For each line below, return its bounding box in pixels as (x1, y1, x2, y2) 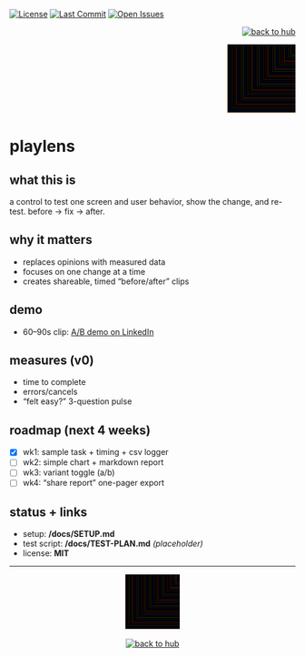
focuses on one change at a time (22, 266, 146, 277)
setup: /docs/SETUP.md (22, 529, 115, 540)
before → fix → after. (27, 206, 105, 217)
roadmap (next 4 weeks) (9, 422, 152, 438)
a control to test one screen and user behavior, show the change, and (9, 197, 270, 207)
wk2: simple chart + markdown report (22, 457, 164, 468)
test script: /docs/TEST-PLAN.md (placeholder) (22, 538, 204, 550)
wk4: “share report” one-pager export (22, 478, 165, 489)
